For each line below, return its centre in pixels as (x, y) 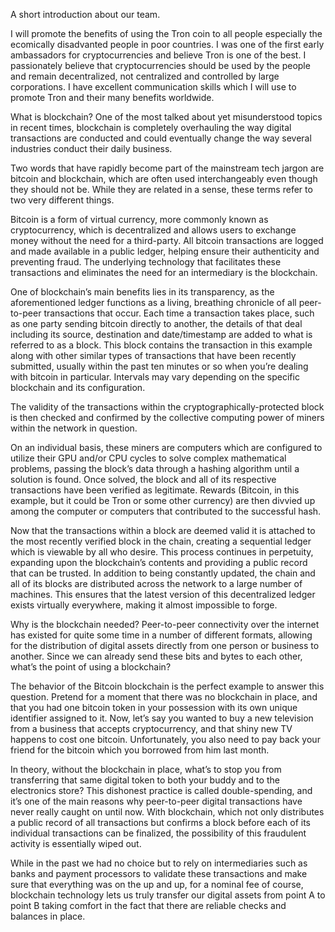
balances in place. (48, 916)
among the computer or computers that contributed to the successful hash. (166, 511)
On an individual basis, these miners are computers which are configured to (166, 447)
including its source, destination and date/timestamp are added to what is (161, 334)
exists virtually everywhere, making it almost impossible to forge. (144, 605)
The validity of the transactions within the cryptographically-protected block (167, 407)
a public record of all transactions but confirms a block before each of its (160, 822)
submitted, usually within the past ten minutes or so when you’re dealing (159, 366)
